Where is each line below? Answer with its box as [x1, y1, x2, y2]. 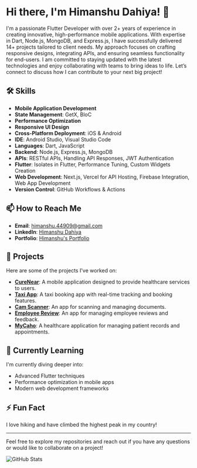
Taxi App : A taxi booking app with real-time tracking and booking [14, 291, 173, 298]
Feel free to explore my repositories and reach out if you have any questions [6, 438, 191, 445]
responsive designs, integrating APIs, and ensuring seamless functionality [6, 49, 185, 56]
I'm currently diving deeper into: [6, 361, 84, 368]
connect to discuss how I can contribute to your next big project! [6, 68, 162, 75]
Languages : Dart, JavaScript [14, 142, 85, 149]
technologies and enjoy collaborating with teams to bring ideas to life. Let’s [6, 62, 187, 69]
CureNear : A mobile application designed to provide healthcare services [14, 278, 190, 285]
